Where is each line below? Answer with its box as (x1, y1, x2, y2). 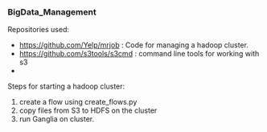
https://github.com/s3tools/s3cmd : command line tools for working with (18, 49, 260, 59)
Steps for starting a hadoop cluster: (7, 81, 125, 91)
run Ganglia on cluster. (18, 114, 94, 124)
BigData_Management (7, 6, 97, 18)
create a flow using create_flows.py (18, 97, 138, 107)
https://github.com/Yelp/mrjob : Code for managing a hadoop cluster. (18, 40, 249, 50)
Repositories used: (7, 25, 70, 35)
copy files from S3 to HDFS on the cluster (18, 105, 158, 115)
